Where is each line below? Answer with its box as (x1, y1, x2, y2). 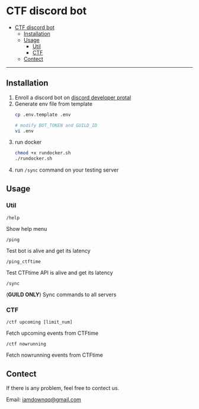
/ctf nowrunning (6, 341, 46, 347)
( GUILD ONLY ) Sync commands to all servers (6, 291, 117, 298)
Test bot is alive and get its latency (6, 247, 91, 254)
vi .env (14, 128, 34, 134)
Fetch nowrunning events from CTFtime (6, 351, 104, 359)
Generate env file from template (14, 100, 93, 107)
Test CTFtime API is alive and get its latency (6, 269, 114, 276)
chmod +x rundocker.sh (14, 150, 71, 156)
